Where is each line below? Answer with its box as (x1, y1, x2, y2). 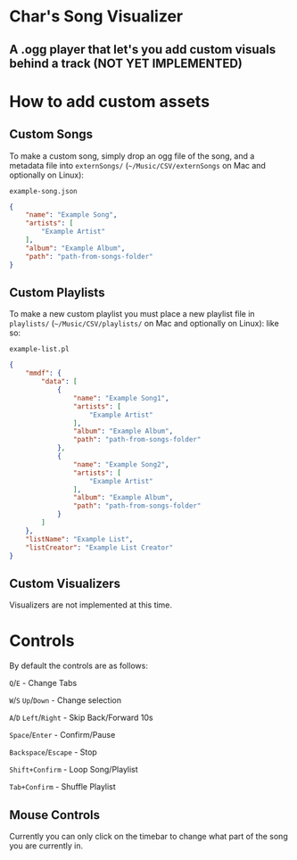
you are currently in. (9, 840, 83, 851)
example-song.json (9, 186, 78, 195)
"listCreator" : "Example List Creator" (25, 542, 174, 552)
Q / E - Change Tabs (9, 678, 78, 689)
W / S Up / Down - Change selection (9, 695, 122, 706)
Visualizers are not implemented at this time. (9, 600, 172, 610)
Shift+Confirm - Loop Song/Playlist (9, 765, 138, 775)
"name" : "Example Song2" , (72, 459, 169, 469)
